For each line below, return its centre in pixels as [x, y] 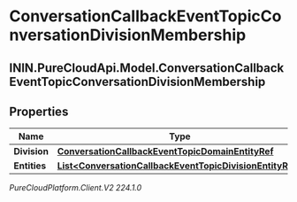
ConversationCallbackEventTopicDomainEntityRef [165, 151]
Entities [30, 166]
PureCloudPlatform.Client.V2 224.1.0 [76, 188]
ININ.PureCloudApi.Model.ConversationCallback [147, 68]
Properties [39, 111]
